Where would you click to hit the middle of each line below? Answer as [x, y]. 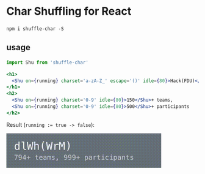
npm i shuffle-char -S [35, 29]
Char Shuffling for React [69, 11]
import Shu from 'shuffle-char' [47, 62]
